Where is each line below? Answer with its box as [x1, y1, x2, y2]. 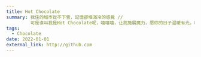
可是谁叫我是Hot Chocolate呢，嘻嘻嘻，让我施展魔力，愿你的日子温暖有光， [30, 20, 194, 26]
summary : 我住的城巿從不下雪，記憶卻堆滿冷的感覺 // [6, 14, 123, 20]
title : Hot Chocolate [6, 8, 60, 15]
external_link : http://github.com [6, 42, 93, 48]
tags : [6, 25, 20, 31]
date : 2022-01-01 [6, 36, 50, 42]
